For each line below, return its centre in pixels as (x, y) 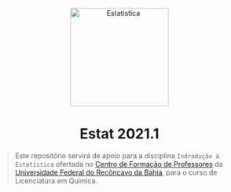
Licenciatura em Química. (56, 180)
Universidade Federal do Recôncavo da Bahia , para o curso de (116, 172)
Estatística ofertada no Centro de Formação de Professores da (119, 164)
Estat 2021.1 (119, 134)
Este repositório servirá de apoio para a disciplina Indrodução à (117, 155)
